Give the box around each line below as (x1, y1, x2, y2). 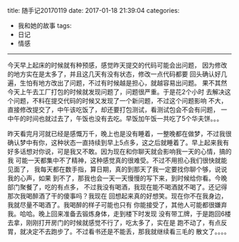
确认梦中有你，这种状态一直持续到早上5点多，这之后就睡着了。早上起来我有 (7, 138, 230, 147)
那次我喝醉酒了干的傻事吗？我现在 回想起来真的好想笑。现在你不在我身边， (7, 191, 228, 200)
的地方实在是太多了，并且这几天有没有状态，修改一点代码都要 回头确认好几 (7, 70, 228, 78)
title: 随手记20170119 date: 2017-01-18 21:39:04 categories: (7, 6, 180, 14)
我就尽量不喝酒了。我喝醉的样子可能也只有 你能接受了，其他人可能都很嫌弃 (7, 201, 228, 209)
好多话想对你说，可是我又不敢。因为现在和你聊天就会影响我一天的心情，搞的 (7, 147, 232, 155)
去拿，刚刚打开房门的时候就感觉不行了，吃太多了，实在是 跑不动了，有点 (7, 219, 221, 226)
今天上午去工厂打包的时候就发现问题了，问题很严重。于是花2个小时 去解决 (7, 88, 225, 96)
